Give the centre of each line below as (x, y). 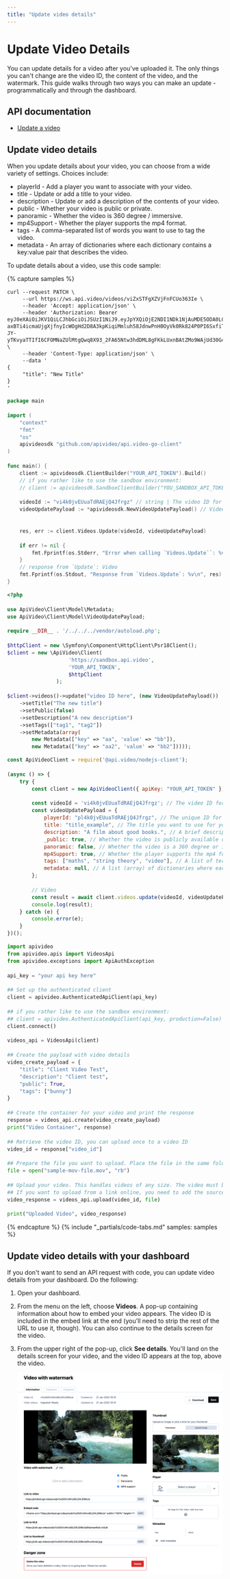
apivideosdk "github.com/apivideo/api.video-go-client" (101, 444)
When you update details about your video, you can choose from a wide (109, 166)
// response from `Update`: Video (68, 567)
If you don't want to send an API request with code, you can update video (111, 1273)
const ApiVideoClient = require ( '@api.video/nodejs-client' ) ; (98, 760)
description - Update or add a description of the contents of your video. (118, 201)
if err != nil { (43, 546)
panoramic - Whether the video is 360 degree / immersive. (100, 216)
